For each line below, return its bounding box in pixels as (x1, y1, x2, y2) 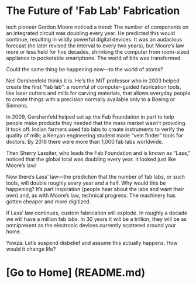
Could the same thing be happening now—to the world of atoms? (6, 65, 163, 72)
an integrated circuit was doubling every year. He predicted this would (6, 29, 176, 36)
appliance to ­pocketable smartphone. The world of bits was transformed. (6, 54, 183, 61)
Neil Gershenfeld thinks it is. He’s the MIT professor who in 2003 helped (6, 77, 180, 84)
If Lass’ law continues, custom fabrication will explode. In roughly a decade (6, 209, 188, 216)
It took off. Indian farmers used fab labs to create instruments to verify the (6, 126, 184, 133)
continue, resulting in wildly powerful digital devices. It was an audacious (6, 36, 183, 43)
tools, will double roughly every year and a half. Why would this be (6, 179, 166, 186)
